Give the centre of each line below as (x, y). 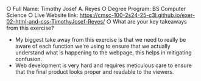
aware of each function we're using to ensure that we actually (93, 46)
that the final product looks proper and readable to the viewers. (94, 72)
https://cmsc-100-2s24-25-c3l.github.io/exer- (137, 15)
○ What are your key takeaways (146, 21)
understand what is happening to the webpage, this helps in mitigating (103, 53)
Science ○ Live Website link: (42, 15)
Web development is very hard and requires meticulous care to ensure (103, 65)
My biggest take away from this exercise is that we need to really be (100, 40)
